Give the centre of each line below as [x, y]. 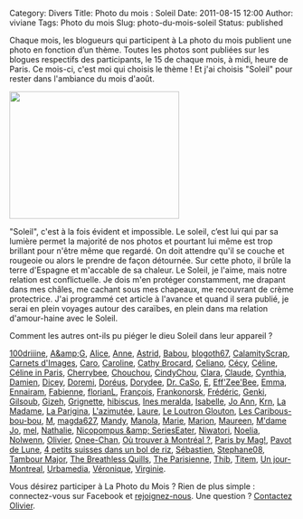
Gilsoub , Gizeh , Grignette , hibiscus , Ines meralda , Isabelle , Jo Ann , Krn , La [148, 401]
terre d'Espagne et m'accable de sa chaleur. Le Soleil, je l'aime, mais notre [148, 270]
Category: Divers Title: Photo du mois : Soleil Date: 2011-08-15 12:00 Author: [151, 13]
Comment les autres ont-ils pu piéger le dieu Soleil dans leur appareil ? [141, 336]
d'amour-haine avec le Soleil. [64, 318]
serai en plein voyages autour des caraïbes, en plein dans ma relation [139, 308]
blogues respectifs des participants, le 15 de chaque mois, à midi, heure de [149, 59]
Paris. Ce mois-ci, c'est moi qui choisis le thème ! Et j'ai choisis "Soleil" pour [151, 69]
